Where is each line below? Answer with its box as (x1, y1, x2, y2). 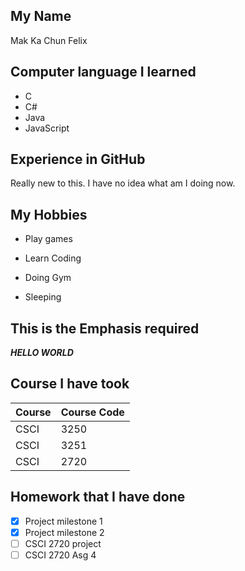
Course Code (60, 405, 125, 419)
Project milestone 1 (24, 515, 103, 527)
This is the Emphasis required (10, 320, 200, 337)
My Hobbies (10, 206, 88, 223)
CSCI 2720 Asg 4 (24, 549, 97, 561)
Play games (24, 233, 73, 245)
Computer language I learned (10, 64, 197, 81)
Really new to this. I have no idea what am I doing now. (10, 177, 236, 189)
